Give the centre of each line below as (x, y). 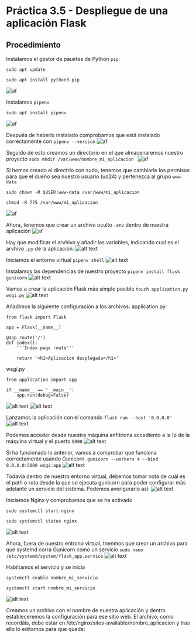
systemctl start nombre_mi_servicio (51, 588)
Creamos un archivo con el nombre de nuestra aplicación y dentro (86, 610)
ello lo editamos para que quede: (46, 629)
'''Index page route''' (46, 348)
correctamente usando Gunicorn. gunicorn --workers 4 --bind (82, 459)
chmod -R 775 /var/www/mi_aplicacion (52, 203)
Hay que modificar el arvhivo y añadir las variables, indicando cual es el (93, 242)
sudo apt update (26, 70)
